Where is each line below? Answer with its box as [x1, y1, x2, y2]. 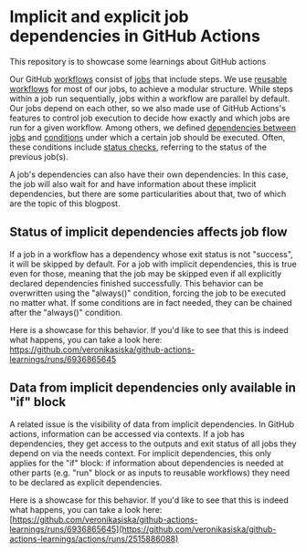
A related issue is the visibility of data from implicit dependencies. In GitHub [9, 418, 295, 430]
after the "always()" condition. [9, 307, 123, 318]
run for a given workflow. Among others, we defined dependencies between [9, 121, 297, 133]
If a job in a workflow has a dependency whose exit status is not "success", [9, 248, 294, 259]
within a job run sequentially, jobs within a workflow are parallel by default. [9, 93, 290, 104]
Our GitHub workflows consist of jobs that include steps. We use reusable [9, 73, 288, 84]
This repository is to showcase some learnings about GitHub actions [9, 56, 267, 67]
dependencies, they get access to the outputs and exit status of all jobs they [9, 438, 297, 449]
